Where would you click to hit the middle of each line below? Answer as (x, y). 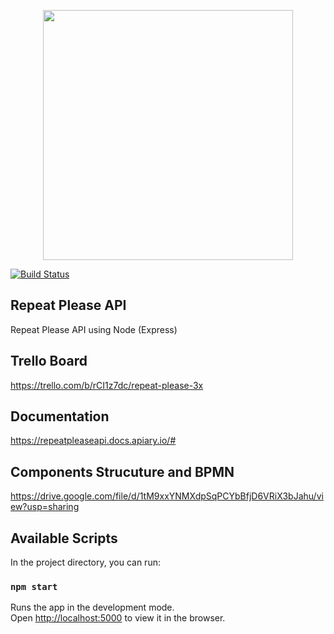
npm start (34, 586)
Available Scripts (64, 538)
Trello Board (49, 361)
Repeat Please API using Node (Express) (94, 329)
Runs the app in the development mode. (92, 607)
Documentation (60, 416)
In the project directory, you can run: (85, 562)
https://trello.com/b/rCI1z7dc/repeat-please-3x (107, 385)
